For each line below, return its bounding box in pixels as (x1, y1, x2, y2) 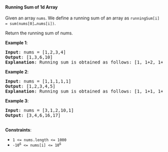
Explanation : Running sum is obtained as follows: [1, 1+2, (5, 59, 156, 65)
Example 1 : (5, 40, 28, 46)
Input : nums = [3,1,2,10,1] (5, 107, 74, 113)
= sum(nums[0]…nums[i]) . (5, 20, 56, 26)
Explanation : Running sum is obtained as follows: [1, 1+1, (5, 88, 156, 94)
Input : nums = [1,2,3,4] (5, 49, 66, 55)
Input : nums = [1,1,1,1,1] (5, 78, 71, 84)
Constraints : (5, 127, 31, 133)
